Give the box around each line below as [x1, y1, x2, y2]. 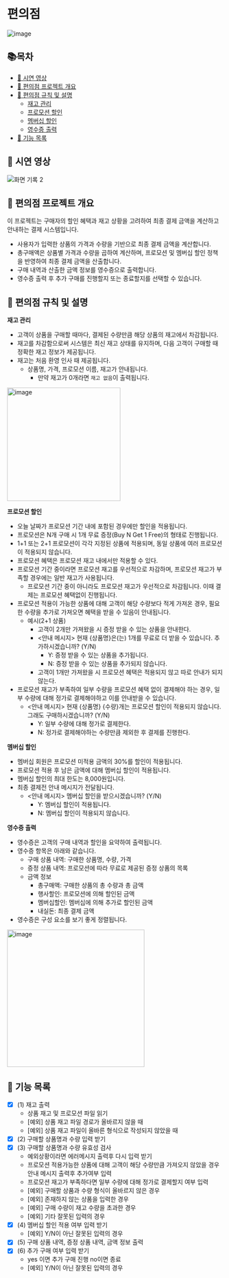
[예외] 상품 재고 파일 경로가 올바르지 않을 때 [27, 1118, 144, 1126]
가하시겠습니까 [37, 642, 77, 651]
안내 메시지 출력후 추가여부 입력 [27, 1169, 112, 1178]
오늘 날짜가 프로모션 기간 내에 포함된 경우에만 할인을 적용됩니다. [16, 522, 187, 530]
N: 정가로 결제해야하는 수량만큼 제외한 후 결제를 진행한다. [37, 728, 191, 737]
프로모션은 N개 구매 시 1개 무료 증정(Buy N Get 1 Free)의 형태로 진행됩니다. [16, 530, 218, 539]
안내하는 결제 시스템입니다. [7, 225, 79, 234]
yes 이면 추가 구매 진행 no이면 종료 [27, 1255, 121, 1264]
